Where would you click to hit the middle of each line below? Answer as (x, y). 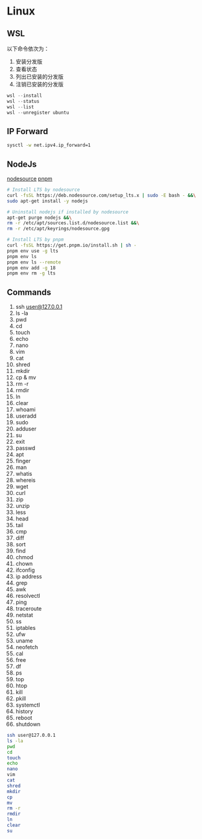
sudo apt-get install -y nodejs (47, 201)
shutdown (28, 724)
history (24, 711)
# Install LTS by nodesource (43, 190)
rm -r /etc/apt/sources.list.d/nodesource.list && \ (73, 223)
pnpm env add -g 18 (31, 268)
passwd (25, 448)
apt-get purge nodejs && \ (39, 218)
